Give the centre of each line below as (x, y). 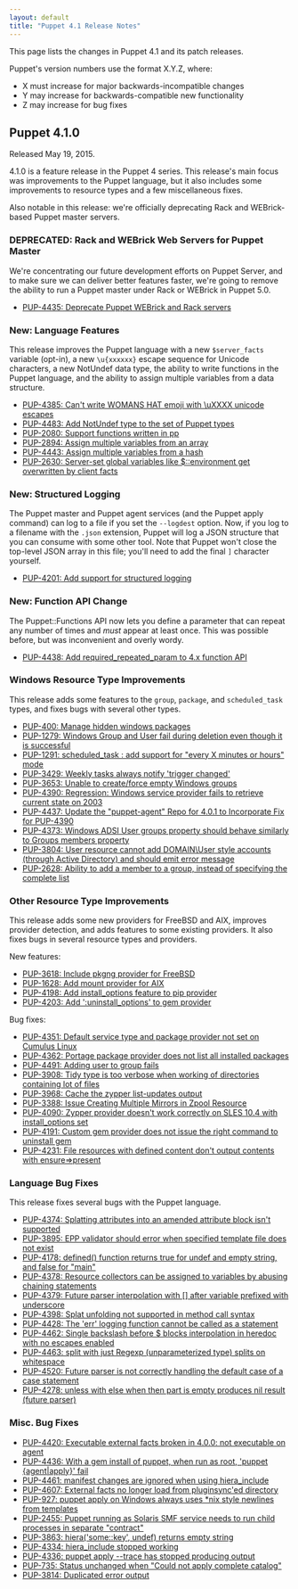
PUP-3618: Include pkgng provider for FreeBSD (109, 974)
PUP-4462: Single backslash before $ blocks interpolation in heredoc (149, 1333)
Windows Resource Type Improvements (97, 680)
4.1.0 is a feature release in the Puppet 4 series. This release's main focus (144, 171)
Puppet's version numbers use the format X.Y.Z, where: (111, 69)
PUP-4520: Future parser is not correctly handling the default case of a (153, 1371)
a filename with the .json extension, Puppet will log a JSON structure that (144, 532)
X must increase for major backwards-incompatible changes (133, 86)
